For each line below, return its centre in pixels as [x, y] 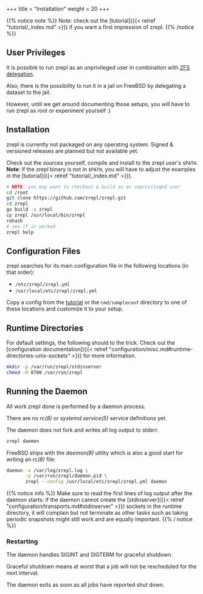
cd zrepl [17, 204]
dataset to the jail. [29, 92]
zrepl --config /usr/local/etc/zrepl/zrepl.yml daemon [96, 482]
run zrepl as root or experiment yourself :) [59, 110]
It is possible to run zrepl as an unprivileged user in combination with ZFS [98, 67]
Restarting [22, 542]
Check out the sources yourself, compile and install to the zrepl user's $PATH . [102, 163]
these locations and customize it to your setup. [65, 309]
